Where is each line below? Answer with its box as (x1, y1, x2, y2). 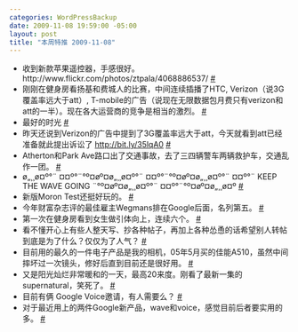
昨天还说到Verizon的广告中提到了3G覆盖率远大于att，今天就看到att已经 (21, 128, 283, 138)
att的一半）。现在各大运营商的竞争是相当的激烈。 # (21, 106, 207, 116)
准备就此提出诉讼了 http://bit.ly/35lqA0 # (21, 139, 172, 150)
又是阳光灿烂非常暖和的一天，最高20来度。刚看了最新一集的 (21, 269, 243, 280)
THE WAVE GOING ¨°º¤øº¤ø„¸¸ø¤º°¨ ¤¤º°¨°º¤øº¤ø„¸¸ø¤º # (21, 181, 244, 192)
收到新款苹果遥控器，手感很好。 (21, 63, 140, 74)
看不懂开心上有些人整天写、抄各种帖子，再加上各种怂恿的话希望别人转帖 (21, 225, 287, 235)
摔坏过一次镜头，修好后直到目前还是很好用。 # (21, 258, 194, 269)
